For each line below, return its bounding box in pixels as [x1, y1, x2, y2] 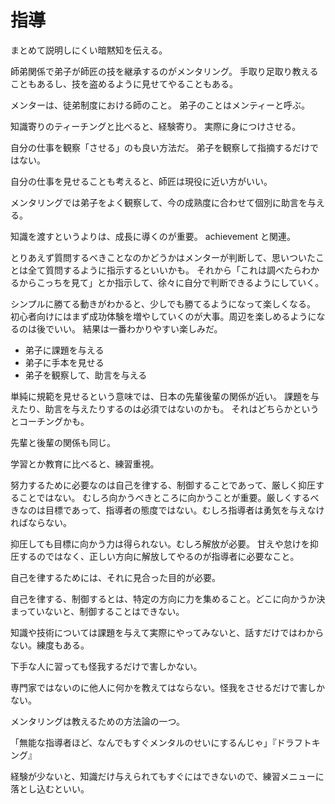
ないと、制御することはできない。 [44, 605, 185, 617]
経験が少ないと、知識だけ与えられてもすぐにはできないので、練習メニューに [10, 770, 325, 782]
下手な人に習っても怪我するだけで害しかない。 [10, 660, 203, 672]
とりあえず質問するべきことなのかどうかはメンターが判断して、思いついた [10, 251, 316, 263]
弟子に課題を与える [24, 344, 105, 356]
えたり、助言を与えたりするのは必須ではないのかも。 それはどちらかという [10, 402, 320, 415]
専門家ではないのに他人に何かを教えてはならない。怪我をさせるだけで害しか [10, 681, 326, 693]
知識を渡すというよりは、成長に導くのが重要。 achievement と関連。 [10, 230, 297, 242]
